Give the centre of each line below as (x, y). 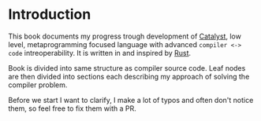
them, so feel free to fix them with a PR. (72, 108)
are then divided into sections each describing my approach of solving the (129, 76)
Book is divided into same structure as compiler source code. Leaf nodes (127, 68)
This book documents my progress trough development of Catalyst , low (125, 36)
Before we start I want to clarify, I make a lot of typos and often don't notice (131, 100)
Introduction (50, 15)
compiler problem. (38, 85)
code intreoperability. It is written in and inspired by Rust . (100, 53)
